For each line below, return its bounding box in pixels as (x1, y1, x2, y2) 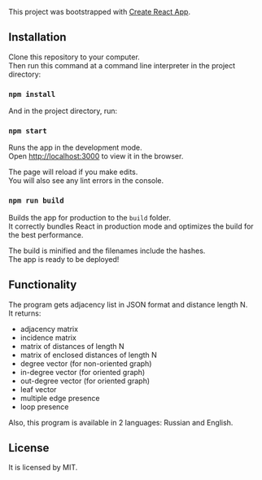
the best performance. (8, 229, 84, 239)
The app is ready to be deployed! (8, 254, 120, 264)
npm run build (8, 196, 64, 206)
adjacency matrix (20, 324, 79, 334)
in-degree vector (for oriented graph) (20, 367, 146, 377)
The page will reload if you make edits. (8, 167, 138, 177)
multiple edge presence (20, 393, 100, 403)
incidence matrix (20, 333, 77, 343)
